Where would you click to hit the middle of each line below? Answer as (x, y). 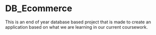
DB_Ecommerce (39, 9)
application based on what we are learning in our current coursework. (77, 27)
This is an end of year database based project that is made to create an (78, 22)
